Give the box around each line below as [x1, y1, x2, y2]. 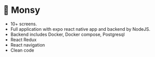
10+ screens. [10, 21, 37, 27]
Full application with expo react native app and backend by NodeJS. [10, 26, 151, 32]
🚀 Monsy [3, 4, 40, 16]
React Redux [10, 37, 37, 43]
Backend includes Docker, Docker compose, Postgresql [10, 31, 125, 37]
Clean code [10, 47, 34, 53]
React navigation [10, 42, 45, 48]
